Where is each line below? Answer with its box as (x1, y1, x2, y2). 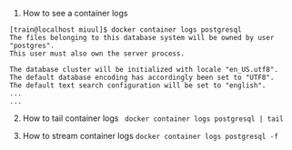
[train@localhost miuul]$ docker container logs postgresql (9, 25, 243, 35)
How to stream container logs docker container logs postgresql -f (22, 131, 279, 141)
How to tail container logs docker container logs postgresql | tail (22, 113, 285, 124)
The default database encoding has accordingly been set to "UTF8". (9, 73, 275, 82)
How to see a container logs (22, 8, 128, 18)
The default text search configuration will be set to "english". (9, 81, 267, 90)
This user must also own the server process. (9, 49, 185, 58)
